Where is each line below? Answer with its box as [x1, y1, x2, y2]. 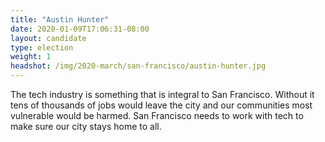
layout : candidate [10, 33, 87, 43]
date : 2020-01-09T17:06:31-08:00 [10, 24, 150, 34]
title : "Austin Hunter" [10, 14, 110, 25]
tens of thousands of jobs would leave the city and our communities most [10, 99, 313, 111]
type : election [10, 42, 74, 53]
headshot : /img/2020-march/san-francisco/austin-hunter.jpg [10, 61, 267, 71]
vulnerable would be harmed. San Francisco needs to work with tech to [10, 110, 304, 121]
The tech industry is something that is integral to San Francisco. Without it [10, 89, 315, 100]
